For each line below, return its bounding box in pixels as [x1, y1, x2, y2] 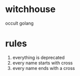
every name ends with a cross [12, 65, 75, 71]
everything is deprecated [12, 54, 65, 60]
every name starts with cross [12, 59, 73, 66]
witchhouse [5, 4, 56, 15]
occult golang [5, 20, 34, 26]
